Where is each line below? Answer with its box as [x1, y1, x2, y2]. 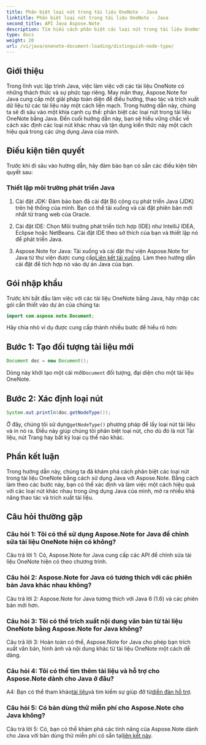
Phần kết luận [6, 451, 59, 462]
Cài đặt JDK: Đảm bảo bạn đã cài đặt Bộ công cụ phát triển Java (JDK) [15, 197, 194, 205]
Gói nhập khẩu [6, 278, 63, 289]
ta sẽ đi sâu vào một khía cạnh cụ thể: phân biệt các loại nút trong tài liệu [6, 108, 191, 115]
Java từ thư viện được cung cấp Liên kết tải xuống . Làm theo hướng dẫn [15, 254, 196, 261]
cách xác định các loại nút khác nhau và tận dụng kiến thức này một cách [6, 121, 193, 129]
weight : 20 [6, 37, 34, 44]
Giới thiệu [6, 66, 44, 77]
